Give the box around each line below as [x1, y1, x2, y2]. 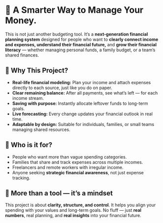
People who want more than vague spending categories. [12, 154, 127, 159]
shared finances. [5, 52, 39, 58]
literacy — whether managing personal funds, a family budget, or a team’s [5, 47, 156, 53]
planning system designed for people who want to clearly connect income [5, 36, 159, 42]
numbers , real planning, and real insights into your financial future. [5, 213, 141, 219]
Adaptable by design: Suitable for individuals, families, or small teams [12, 121, 155, 127]
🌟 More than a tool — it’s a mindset [5, 189, 113, 197]
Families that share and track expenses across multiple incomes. [12, 159, 143, 165]
